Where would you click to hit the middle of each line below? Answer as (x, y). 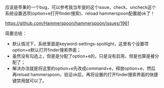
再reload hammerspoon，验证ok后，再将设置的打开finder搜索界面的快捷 (85, 74)
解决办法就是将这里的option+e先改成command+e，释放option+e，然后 (84, 68)
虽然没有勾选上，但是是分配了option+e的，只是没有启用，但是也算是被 (83, 56)
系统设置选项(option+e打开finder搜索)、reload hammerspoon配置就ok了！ (80, 13)
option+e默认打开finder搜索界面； (47, 50)
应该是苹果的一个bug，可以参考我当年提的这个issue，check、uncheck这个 (81, 7)
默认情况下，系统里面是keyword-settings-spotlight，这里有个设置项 (80, 44)
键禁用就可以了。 (29, 81)
